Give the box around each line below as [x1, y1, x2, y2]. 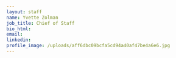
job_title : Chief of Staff [6, 20, 75, 26]
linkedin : [6, 37, 32, 43]
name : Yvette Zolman [6, 14, 59, 21]
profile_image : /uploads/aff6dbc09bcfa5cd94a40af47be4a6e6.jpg [6, 43, 171, 49]
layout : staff [6, 8, 43, 15]
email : [6, 31, 23, 37]
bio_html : [6, 25, 32, 32]
